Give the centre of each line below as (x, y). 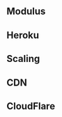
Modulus (26, 11)
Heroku (23, 35)
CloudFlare (31, 106)
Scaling (23, 59)
